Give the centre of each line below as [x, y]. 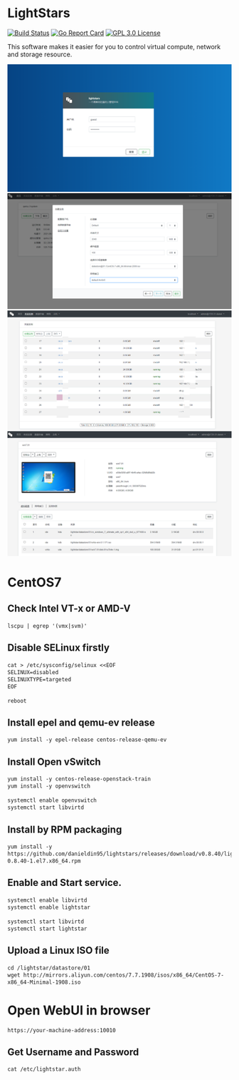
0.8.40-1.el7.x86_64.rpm [44, 861]
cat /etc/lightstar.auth [44, 1069]
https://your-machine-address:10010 [62, 1030]
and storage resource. [40, 54]
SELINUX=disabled [33, 672]
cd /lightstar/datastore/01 [49, 968]
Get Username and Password [73, 1053]
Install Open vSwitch [54, 761]
